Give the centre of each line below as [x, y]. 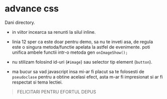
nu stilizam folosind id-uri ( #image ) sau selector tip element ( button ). [82, 62]
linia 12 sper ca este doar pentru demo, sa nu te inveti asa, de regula [82, 42]
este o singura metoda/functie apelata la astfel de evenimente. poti [81, 47]
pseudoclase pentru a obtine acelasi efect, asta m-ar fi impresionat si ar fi [87, 77]
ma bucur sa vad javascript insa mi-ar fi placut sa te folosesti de [78, 71]
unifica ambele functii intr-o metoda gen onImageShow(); [70, 52]
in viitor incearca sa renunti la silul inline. [54, 32]
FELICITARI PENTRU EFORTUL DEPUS [56, 92]
